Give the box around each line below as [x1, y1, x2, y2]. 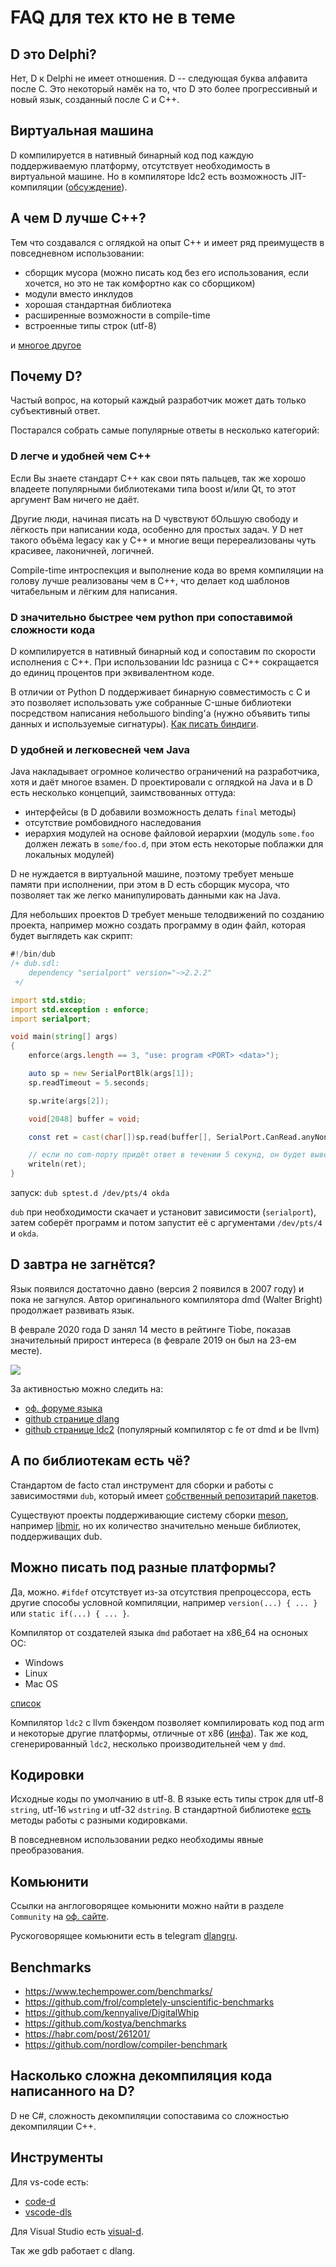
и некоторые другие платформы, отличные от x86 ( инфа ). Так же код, [10, 1727, 309, 1739]
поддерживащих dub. [10, 1530, 103, 1542]
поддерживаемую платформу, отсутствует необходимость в [10, 159, 271, 171]
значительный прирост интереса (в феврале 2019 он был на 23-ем [10, 1334, 297, 1346]
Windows [24, 1656, 64, 1668]
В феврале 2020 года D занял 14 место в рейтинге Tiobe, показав [10, 1323, 292, 1335]
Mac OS [24, 1677, 58, 1690]
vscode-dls [24, 2206, 72, 2218]
